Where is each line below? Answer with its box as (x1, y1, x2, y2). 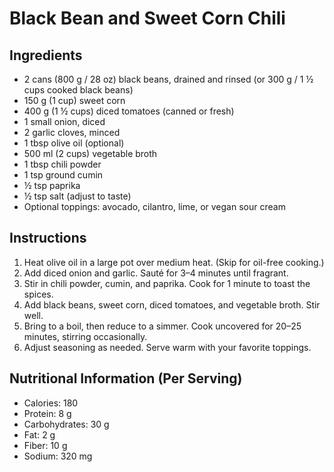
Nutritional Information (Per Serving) (9, 370, 243, 387)
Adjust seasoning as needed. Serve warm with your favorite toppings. (23, 341, 312, 353)
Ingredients (9, 47, 83, 64)
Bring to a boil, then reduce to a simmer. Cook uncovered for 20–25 (23, 320, 302, 332)
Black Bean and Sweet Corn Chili (9, 7, 286, 30)
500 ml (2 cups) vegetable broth (23, 148, 158, 159)
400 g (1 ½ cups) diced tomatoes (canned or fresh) (23, 105, 235, 117)
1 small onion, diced (23, 116, 106, 127)
